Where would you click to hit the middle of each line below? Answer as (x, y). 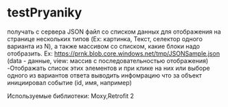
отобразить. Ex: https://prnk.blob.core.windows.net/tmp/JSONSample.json (114, 53)
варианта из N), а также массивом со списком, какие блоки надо (104, 46)
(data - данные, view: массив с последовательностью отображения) (108, 60)
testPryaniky (45, 13)
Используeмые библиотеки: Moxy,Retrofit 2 (71, 96)
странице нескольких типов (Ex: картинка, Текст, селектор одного (105, 38)
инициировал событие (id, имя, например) (70, 82)
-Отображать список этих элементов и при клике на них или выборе (109, 68)
